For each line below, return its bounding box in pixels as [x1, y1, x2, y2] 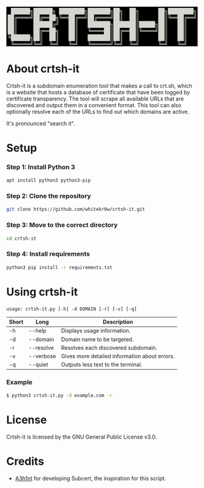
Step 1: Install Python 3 [6, 163, 75, 171]
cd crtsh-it [6, 235, 36, 241]
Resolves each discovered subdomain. [61, 344, 158, 351]
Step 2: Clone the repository [6, 191, 91, 200]
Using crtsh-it [6, 285, 78, 299]
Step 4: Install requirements [6, 250, 90, 258]
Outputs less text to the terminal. [61, 361, 143, 369]
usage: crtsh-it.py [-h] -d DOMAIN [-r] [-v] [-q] [6, 306, 137, 312]
